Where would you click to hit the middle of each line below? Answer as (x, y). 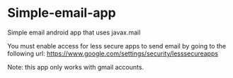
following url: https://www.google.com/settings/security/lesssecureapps (113, 53)
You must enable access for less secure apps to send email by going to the (117, 46)
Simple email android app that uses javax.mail (74, 32)
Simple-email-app (62, 13)
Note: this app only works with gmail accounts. (75, 67)
